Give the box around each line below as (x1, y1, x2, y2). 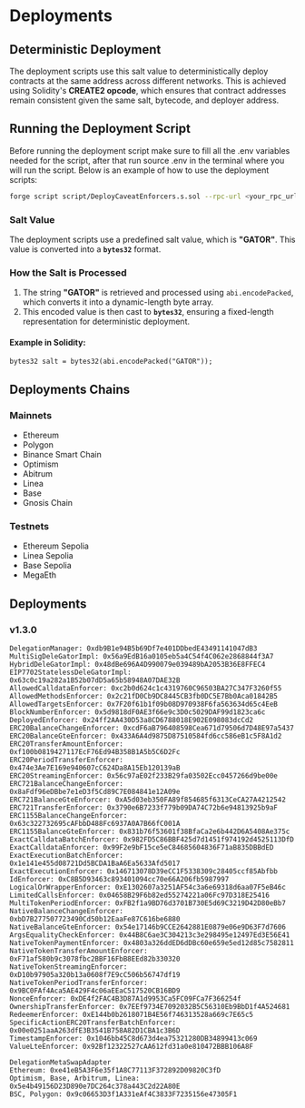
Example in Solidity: (9, 337, 86, 348)
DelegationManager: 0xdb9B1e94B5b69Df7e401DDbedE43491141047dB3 (9, 644, 258, 653)
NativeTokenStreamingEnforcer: (9, 962, 128, 972)
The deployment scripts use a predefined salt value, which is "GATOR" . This (9, 234, 297, 245)
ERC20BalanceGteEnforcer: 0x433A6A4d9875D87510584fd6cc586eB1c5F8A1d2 (9, 731, 282, 741)
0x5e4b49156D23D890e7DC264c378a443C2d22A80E (9, 1082, 181, 1092)
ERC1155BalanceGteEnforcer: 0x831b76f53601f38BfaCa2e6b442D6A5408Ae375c (9, 827, 290, 837)
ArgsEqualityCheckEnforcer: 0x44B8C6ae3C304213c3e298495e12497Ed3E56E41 (9, 931, 290, 940)
